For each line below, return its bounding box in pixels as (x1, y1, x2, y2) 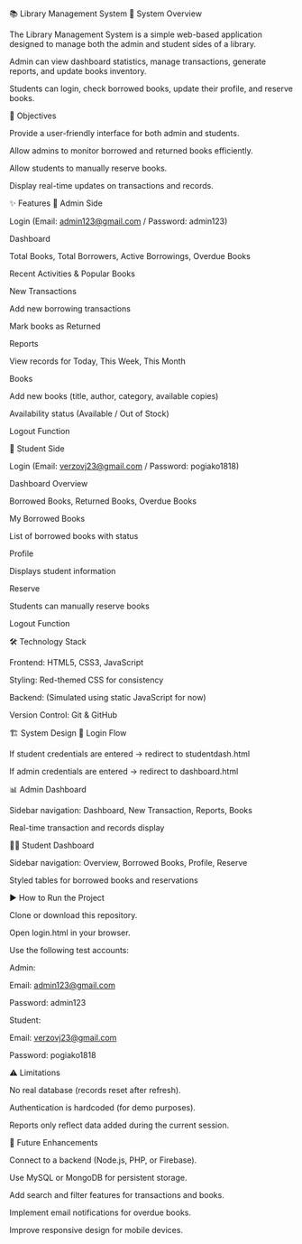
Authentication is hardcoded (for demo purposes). (9, 1102, 197, 1113)
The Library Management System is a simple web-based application (9, 29, 263, 40)
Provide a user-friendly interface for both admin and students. (9, 128, 240, 138)
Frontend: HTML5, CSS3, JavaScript (9, 657, 144, 667)
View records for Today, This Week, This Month (9, 356, 187, 367)
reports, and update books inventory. (9, 66, 147, 76)
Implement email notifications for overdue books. (9, 1207, 192, 1218)
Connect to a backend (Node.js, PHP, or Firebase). (9, 1155, 197, 1165)
